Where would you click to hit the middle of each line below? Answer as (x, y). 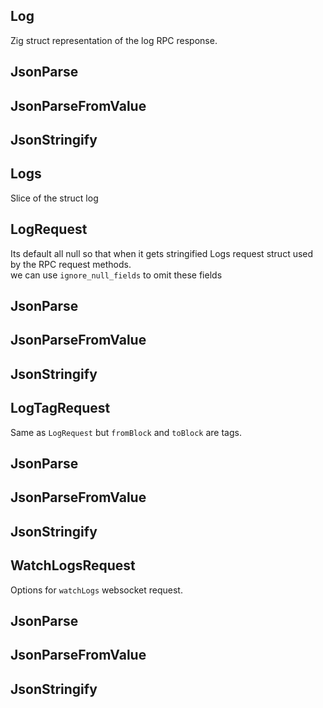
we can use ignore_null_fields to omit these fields (116, 275)
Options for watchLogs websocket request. (96, 590)
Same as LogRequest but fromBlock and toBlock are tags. (126, 432)
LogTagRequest (60, 408)
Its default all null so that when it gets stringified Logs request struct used (162, 253)
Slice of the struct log (54, 198)
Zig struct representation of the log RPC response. (114, 40)
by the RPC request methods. (71, 264)
